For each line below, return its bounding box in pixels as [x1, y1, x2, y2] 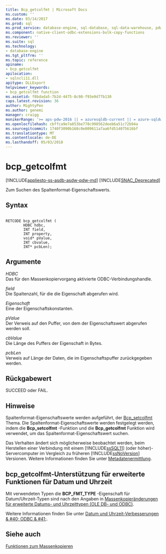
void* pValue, [23, 236, 52, 241]
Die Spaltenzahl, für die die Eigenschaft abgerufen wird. [5, 291, 119, 297]
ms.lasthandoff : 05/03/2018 [5, 140, 64, 145]
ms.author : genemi [5, 108, 43, 113]
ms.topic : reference [5, 58, 48, 62]
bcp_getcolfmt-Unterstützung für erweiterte [5, 470, 145, 478]
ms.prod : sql [5, 21, 33, 26]
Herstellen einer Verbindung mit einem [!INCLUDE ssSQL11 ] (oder [5, 445, 137, 451]
